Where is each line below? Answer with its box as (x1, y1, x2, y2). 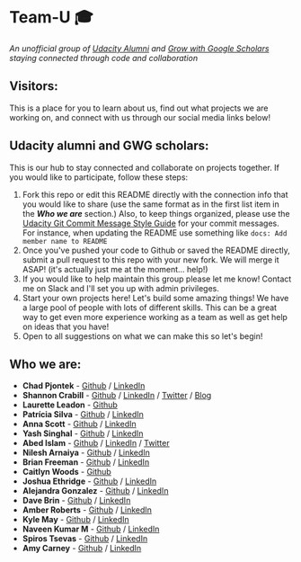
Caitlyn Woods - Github (22, 467, 112, 477)
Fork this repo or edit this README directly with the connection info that (22, 189, 289, 200)
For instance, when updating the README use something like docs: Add (22, 227, 288, 238)
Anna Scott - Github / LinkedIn (22, 419, 137, 430)
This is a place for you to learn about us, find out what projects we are (9, 103, 269, 113)
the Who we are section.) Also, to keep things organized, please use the (22, 208, 290, 219)
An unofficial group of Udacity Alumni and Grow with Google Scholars (9, 42, 270, 54)
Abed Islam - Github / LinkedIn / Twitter (22, 438, 170, 449)
